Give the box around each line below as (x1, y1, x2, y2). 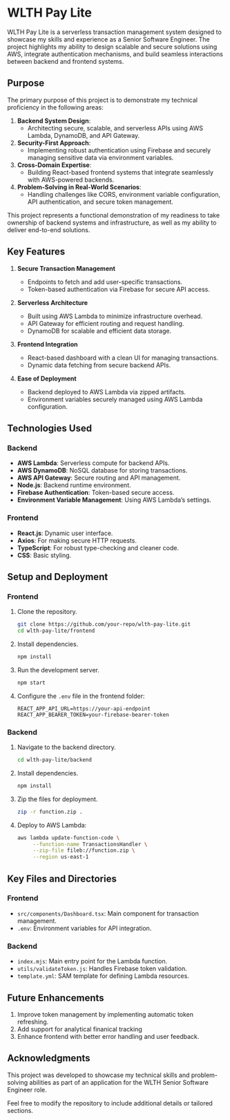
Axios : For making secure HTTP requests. (17, 536, 137, 545)
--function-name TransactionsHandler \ (32, 841, 148, 848)
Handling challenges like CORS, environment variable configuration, (27, 190, 221, 198)
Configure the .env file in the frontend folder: (17, 692, 145, 700)
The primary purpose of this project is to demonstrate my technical (7, 96, 198, 104)
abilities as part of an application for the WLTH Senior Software (29, 1078, 209, 1086)
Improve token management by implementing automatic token (17, 1010, 194, 1018)
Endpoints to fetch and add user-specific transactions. (27, 277, 183, 286)
